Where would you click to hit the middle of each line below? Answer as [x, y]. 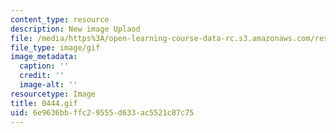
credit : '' [42, 76]
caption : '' [44, 66]
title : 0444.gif [44, 103]
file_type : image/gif [55, 47]
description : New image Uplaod [75, 29]
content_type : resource [60, 19]
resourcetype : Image [53, 94]
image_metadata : [44, 57]
